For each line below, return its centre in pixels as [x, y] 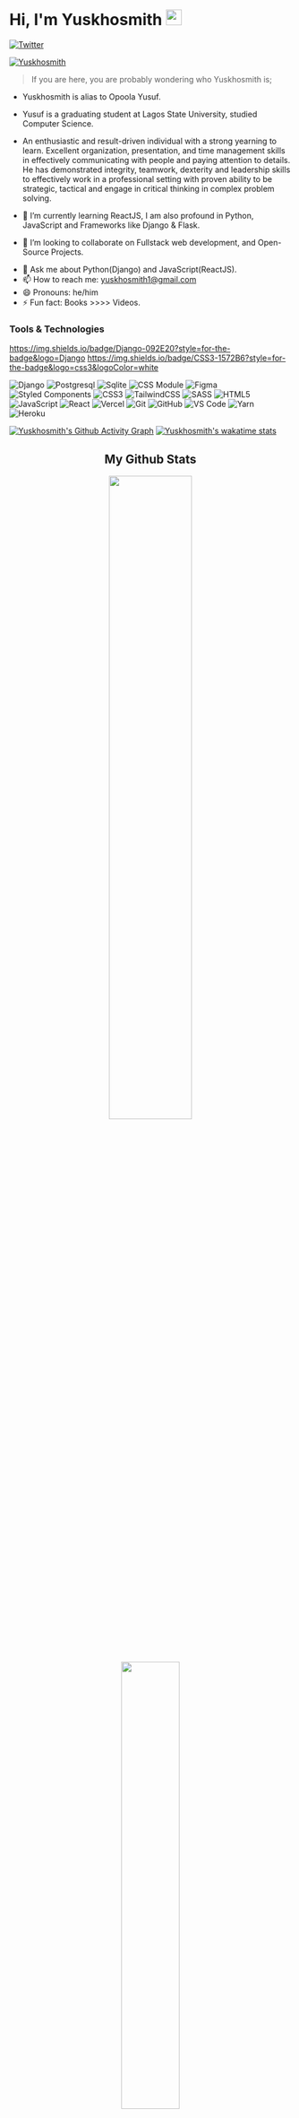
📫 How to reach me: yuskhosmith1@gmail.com [109, 279]
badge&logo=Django [47, 358]
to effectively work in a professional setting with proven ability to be [147, 178]
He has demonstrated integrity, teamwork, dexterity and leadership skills [156, 169]
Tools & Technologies [57, 329]
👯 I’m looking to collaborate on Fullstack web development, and [139, 242]
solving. [37, 198]
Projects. [67, 252]
